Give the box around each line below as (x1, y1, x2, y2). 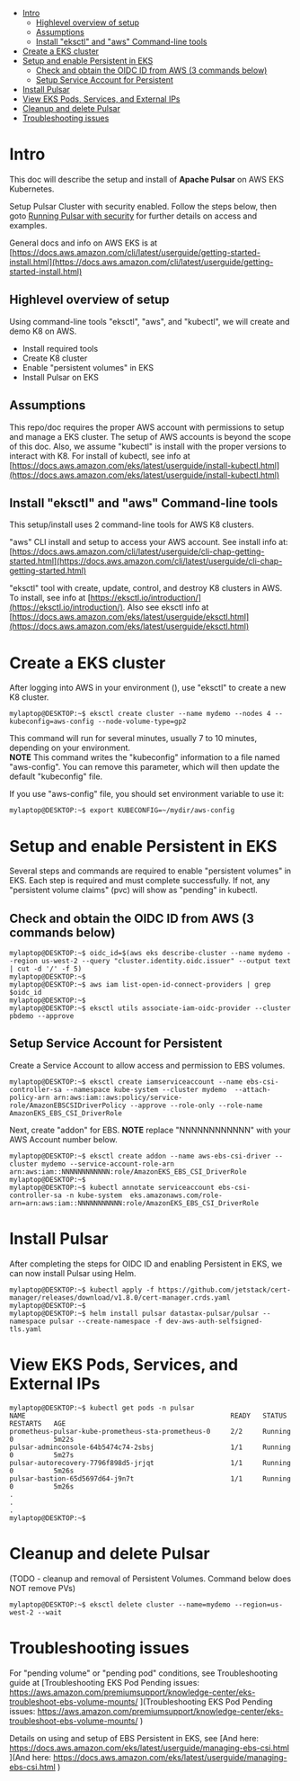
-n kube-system (66, 1191, 123, 1200)
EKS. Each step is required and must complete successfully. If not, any (9, 875, 270, 886)
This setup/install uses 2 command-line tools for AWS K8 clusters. (9, 519, 254, 530)
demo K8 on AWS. (9, 326, 77, 336)
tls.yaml (9, 1324, 42, 1334)
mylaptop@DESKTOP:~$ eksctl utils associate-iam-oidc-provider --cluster (9, 1004, 292, 1013)
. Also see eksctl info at (122, 602, 209, 613)
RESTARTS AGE (9, 1419, 66, 1428)
